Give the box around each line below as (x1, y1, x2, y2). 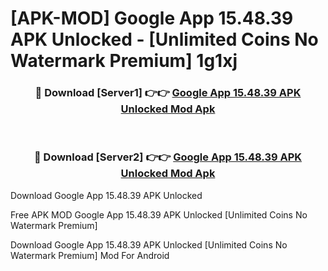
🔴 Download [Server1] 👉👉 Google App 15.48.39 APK (34, 86, 302, 100)
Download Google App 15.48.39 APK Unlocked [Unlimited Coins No (10, 238, 288, 251)
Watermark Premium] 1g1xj (10, 50, 238, 72)
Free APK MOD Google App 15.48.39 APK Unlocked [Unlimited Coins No (10, 208, 308, 221)
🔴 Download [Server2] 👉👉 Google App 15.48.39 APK (33, 150, 303, 164)
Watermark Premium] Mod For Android (10, 249, 170, 261)
